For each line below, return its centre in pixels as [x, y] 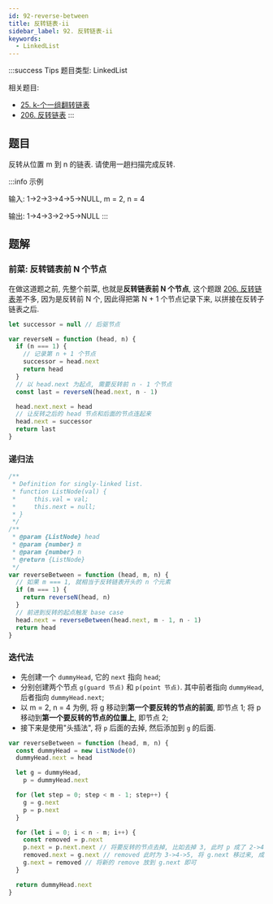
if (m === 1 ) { [41, 590]
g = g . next [41, 802]
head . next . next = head [54, 406]
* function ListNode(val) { [59, 491]
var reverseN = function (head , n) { [72, 339]
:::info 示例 [26, 181]
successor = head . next [61, 362]
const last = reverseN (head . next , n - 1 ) [87, 392]
